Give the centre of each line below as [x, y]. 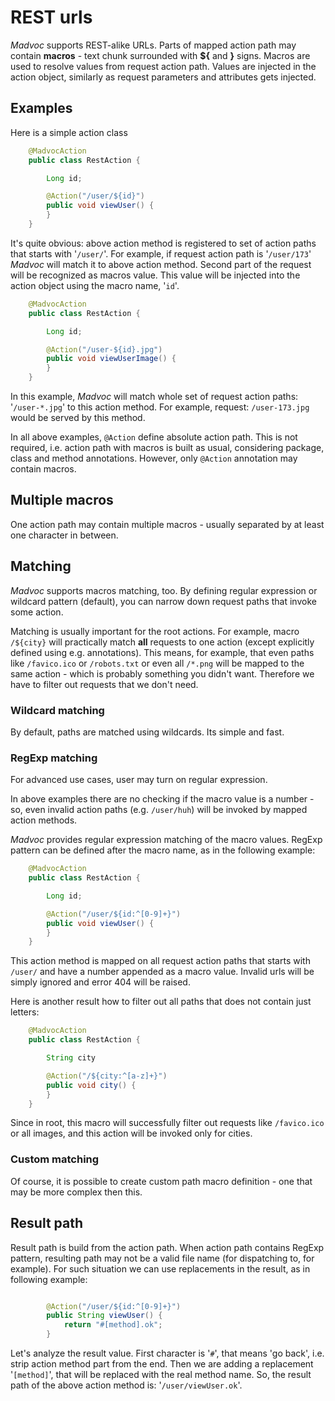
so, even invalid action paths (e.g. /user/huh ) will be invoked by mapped [159, 810]
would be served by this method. [78, 417]
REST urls [51, 17]
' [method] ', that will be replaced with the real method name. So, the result [161, 1375]
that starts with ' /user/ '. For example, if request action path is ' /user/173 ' [161, 253]
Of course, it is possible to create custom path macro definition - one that [161, 1181]
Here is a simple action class [69, 132]
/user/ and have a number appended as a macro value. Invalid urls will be [162, 972]
